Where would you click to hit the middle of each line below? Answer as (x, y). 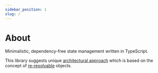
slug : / (13, 14)
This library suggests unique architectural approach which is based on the (79, 60)
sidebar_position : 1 (26, 9)
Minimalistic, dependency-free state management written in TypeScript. (77, 51)
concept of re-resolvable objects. (38, 66)
